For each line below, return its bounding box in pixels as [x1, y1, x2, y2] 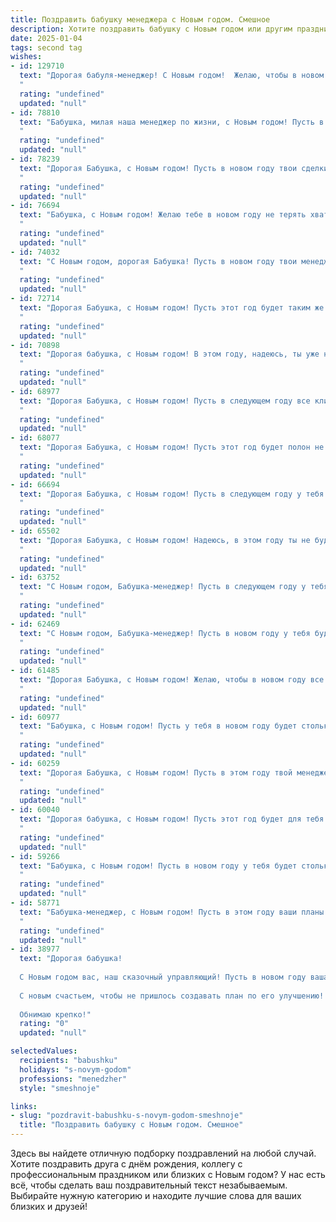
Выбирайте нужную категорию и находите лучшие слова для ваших [10, 1190, 302, 1201]
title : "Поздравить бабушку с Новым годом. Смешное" [19, 1120, 244, 1130]
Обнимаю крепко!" [19, 1009, 92, 1020]
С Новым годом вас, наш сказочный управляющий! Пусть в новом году [19, 972, 307, 982]
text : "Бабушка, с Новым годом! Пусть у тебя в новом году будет [19, 721, 298, 731]
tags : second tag [10, 42, 83, 53]
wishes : [10, 52, 43, 62]
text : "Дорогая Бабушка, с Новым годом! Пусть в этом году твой [19, 767, 293, 778]
